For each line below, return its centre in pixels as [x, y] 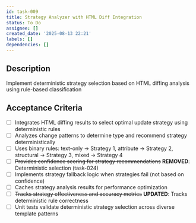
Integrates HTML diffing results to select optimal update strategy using [101, 122]
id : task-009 [22, 12]
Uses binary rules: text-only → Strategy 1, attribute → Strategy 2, [94, 148]
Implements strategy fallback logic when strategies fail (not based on [99, 174]
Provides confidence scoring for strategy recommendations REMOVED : [102, 161]
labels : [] [20, 39]
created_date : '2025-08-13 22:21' [49, 34]
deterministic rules [37, 129]
